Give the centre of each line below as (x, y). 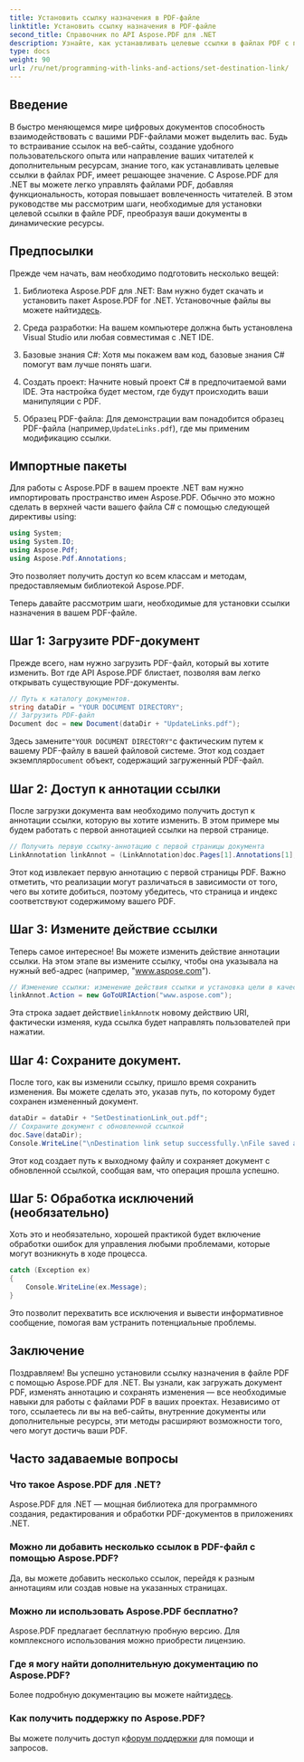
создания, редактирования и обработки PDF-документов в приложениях (152, 1514)
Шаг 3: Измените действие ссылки (114, 930)
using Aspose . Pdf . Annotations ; (68, 558)
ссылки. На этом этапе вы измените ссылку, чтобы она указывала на (144, 961)
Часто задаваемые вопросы (94, 1459)
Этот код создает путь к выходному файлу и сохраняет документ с (140, 1160)
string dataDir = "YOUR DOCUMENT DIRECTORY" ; (96, 707)
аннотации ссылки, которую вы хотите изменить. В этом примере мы (145, 820)
